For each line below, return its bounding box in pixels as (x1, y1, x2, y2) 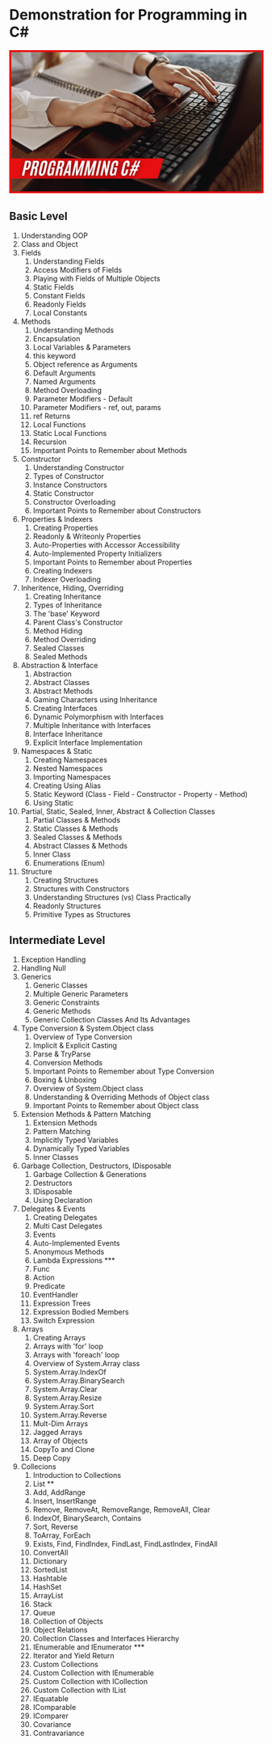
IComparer (32, 1711, 69, 1721)
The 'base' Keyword (32, 609, 100, 619)
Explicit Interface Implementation (32, 738, 143, 747)
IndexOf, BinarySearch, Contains (32, 1513, 142, 1523)
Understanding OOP (20, 231, 88, 240)
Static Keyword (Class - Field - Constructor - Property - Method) (32, 789, 249, 799)
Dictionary (32, 1556, 68, 1566)
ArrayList (32, 1591, 64, 1601)
